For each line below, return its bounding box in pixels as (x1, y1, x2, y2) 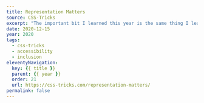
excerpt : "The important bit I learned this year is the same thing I (6, 20, 189, 26)
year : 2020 (6, 32, 34, 38)
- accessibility (12, 48, 53, 55)
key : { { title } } (12, 65, 56, 71)
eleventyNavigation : (6, 59, 59, 65)
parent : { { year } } (12, 71, 61, 77)
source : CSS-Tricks (6, 15, 56, 21)
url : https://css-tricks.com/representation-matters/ (12, 82, 151, 88)
